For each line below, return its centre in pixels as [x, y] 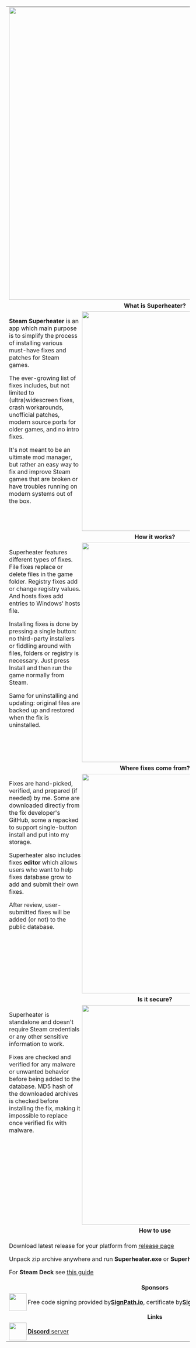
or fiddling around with [40, 646]
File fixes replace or [36, 567]
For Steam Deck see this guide [51, 1272]
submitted [23, 912]
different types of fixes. [41, 560]
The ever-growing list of [43, 378]
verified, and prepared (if [43, 791]
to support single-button [43, 827]
